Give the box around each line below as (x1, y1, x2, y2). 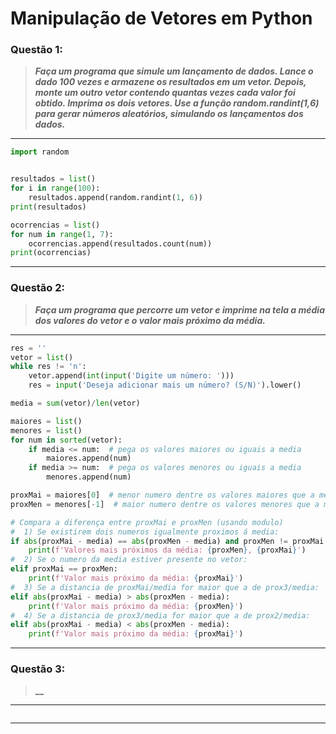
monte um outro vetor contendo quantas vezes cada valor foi (34, 87, 296, 99)
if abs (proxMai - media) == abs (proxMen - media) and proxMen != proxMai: (10, 536, 329, 546)
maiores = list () (10, 416, 83, 426)
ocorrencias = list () (10, 220, 101, 230)
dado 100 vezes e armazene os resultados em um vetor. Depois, (34, 76, 307, 88)
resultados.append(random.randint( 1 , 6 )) (28, 193, 203, 203)
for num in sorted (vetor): (10, 435, 123, 445)
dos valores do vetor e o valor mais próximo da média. (34, 314, 266, 326)
